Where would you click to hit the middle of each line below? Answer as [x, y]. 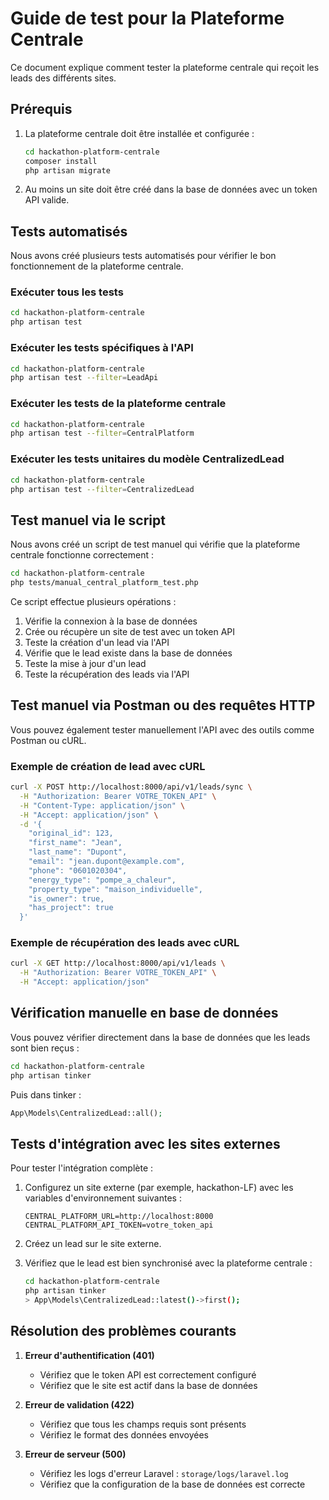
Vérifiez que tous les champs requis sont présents [143, 1424]
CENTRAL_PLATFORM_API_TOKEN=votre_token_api [119, 1225]
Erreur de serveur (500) [75, 1454]
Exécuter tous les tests [67, 292]
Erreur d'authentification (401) [89, 1355]
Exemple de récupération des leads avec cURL [125, 943]
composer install [61, 161]
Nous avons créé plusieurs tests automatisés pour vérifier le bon [143, 256]
